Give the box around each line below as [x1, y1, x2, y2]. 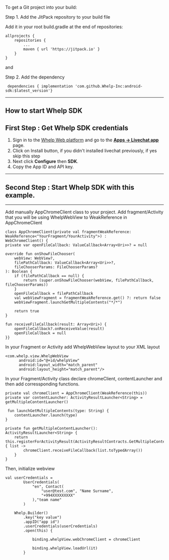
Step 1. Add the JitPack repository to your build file [5, 14, 111, 20]
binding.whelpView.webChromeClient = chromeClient [32, 537, 141, 542]
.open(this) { [23, 528, 53, 533]
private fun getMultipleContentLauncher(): [5, 426, 98, 431]
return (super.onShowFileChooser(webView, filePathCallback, [23, 278, 154, 283]
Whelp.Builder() [14, 511, 49, 516]
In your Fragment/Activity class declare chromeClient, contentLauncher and [5, 376, 162, 382]
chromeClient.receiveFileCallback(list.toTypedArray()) [23, 448, 143, 453]
